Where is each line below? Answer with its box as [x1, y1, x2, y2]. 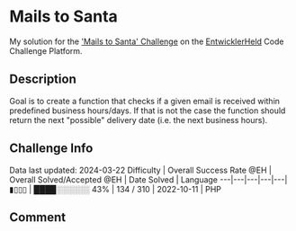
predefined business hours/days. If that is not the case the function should [9, 105, 286, 116]
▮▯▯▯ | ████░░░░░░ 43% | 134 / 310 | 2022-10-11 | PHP [9, 183, 222, 194]
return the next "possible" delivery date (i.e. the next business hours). [9, 114, 268, 125]
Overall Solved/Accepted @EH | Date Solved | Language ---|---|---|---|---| [9, 173, 288, 185]
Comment [9, 209, 67, 225]
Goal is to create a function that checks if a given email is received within [9, 95, 281, 106]
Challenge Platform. [9, 45, 83, 56]
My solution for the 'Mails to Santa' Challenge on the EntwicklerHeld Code [9, 36, 284, 47]
